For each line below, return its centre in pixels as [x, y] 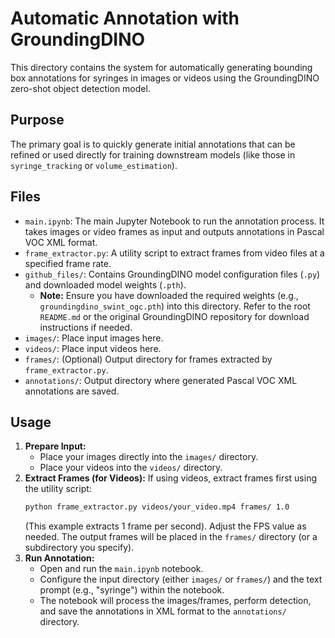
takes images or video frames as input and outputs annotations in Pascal [174, 231]
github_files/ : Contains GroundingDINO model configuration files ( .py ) [172, 274]
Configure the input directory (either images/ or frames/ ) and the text [181, 579]
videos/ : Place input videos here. [93, 348]
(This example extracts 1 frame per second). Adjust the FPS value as [165, 526]
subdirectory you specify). [79, 548]
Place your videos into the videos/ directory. [131, 468]
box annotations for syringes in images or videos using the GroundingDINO [165, 78]
